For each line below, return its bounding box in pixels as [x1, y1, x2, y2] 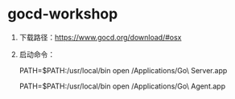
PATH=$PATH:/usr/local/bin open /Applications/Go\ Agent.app [19, 81, 226, 91]
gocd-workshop [7, 5, 118, 23]
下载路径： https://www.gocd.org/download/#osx [19, 32, 182, 42]
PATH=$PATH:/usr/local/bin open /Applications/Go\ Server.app [19, 65, 228, 75]
